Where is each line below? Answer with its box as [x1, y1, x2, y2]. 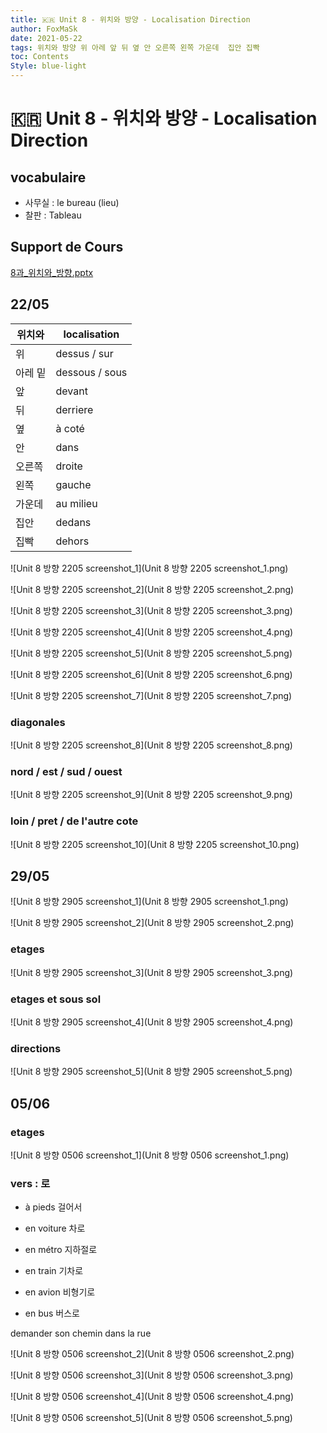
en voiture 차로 [24, 1222, 86, 1235]
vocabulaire [10, 169, 87, 186]
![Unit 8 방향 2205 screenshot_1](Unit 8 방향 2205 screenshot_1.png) [10, 562, 289, 574]
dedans [55, 515, 92, 529]
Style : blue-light [10, 61, 87, 71]
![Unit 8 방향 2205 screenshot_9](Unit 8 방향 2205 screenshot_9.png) [10, 789, 293, 801]
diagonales [10, 715, 66, 729]
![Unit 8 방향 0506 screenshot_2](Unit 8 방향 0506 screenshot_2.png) [10, 1348, 295, 1360]
